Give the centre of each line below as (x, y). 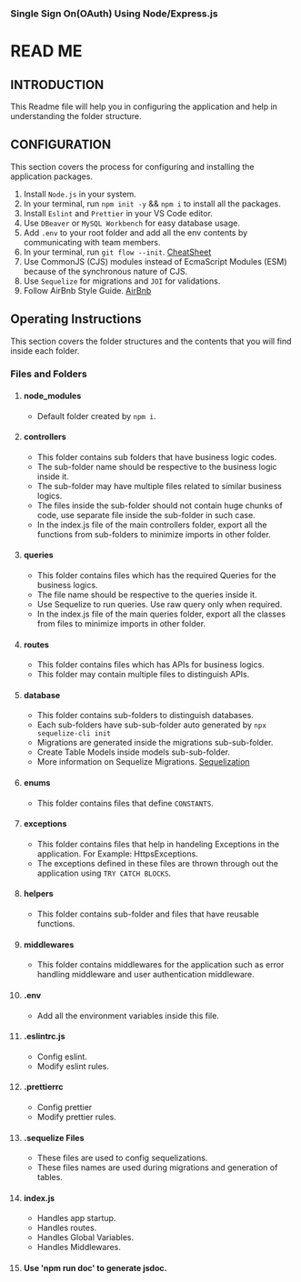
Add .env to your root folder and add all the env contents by (135, 232)
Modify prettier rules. (76, 1117)
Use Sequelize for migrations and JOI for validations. (122, 281)
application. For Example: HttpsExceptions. (117, 854)
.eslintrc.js (44, 1037)
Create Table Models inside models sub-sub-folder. (134, 752)
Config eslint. (62, 1057)
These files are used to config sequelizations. (122, 1158)
